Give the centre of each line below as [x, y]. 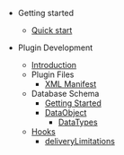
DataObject [66, 112]
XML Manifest [71, 84]
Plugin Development [55, 47]
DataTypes [78, 122]
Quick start [52, 30]
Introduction [54, 65]
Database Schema [65, 94]
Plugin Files [53, 74]
